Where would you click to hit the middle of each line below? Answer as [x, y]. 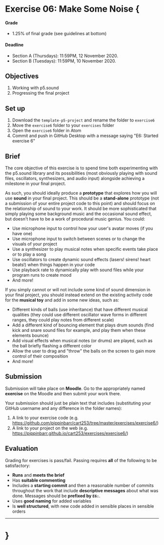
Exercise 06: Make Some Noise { [72, 9]
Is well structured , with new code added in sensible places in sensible [83, 506]
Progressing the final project [41, 93]
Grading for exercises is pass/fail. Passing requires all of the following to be [81, 460]
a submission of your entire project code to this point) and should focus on [80, 203]
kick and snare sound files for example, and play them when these [79, 330]
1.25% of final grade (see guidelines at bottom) [59, 34]
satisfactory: [18, 465]
